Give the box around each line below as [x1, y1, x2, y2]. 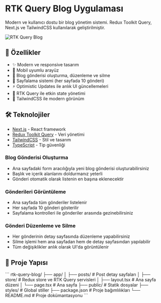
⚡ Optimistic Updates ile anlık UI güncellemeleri [12, 83, 108, 89]
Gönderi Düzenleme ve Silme [5, 222, 76, 229]
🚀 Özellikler [5, 48, 41, 57]
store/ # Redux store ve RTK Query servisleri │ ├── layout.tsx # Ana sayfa [5, 277, 156, 283]
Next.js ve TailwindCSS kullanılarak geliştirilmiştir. [5, 24, 105, 30]
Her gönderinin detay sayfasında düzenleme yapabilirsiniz [12, 233, 130, 240]
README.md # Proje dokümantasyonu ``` [5, 293, 88, 299]
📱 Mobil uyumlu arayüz [12, 67, 59, 73]
